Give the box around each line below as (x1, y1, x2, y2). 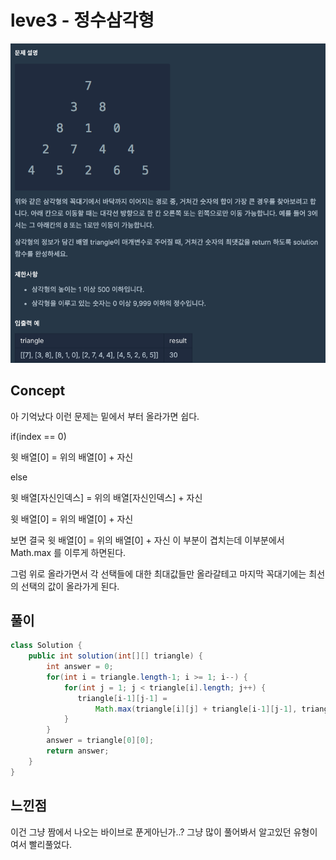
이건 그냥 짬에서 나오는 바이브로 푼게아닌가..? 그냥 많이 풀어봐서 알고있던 (10, 826, 292, 838)
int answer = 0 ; (46, 662, 114, 672)
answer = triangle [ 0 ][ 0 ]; (46, 736, 155, 746)
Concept (10, 382, 66, 400)
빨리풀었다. (28, 838, 73, 850)
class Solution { (10, 641, 83, 651)
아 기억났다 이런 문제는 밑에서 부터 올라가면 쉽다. (10, 410, 200, 422)
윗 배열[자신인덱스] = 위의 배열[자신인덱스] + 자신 (10, 491, 203, 503)
